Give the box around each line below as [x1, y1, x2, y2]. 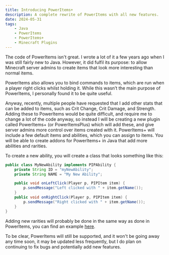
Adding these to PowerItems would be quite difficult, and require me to [5, 111, 152, 117]
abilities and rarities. [5, 143, 47, 149]
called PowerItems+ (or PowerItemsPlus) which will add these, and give [5, 121, 154, 127]
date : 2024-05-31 [5, 17, 42, 22]
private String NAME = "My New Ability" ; [14, 172, 102, 177]
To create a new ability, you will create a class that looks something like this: [5, 152, 163, 158]
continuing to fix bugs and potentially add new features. [5, 243, 121, 249]
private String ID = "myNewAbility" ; [14, 167, 94, 172]
